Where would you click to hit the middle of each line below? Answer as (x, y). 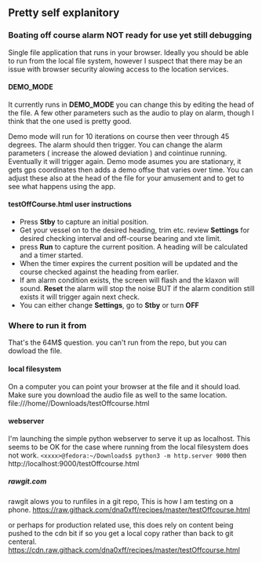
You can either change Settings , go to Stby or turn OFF (109, 305)
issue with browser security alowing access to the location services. (118, 69)
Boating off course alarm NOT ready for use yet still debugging (130, 35)
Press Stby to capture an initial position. (84, 222)
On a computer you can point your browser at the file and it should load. (124, 386)
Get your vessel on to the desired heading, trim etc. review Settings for (135, 230)
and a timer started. (51, 255)
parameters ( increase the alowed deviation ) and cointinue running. (118, 153)
